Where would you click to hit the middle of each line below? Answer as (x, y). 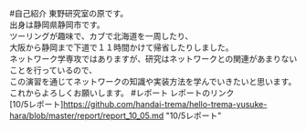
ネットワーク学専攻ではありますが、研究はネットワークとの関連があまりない (153, 59)
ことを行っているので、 (53, 70)
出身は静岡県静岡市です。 (57, 25)
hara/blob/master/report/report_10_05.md (87, 115)
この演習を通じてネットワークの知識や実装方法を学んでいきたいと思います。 (153, 81)
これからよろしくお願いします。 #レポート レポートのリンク (122, 93)
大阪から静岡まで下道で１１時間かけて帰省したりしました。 (121, 47)
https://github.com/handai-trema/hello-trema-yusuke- (165, 104)
